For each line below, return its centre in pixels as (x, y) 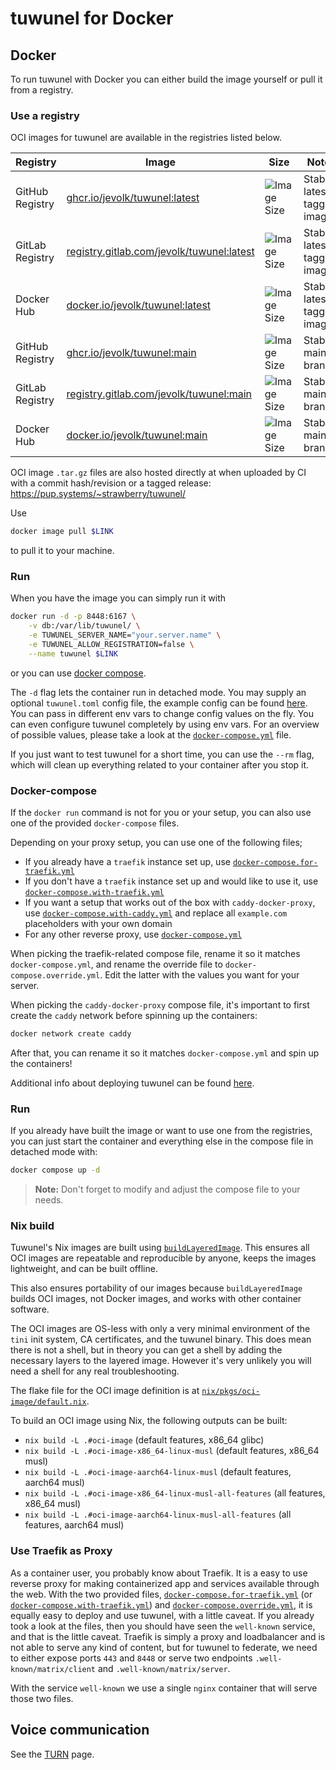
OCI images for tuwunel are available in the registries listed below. (146, 138)
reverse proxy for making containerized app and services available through (165, 1583)
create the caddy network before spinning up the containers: (134, 1016)
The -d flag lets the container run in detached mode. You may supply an (158, 692)
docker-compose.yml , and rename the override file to (116, 964)
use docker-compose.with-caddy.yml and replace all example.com (156, 913)
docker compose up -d (55, 1170)
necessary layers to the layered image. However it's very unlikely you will (161, 1361)
